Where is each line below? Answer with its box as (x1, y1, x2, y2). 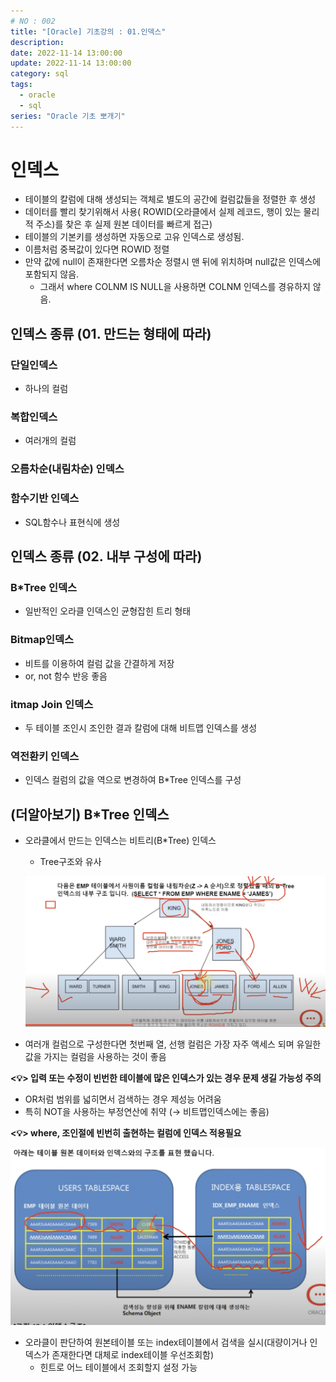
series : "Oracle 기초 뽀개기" (10, 111, 126, 121)
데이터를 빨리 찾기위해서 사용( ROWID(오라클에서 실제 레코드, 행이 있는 (24, 206, 302, 218)
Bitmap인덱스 (10, 633, 75, 647)
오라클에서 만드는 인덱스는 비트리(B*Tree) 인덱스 (24, 835, 217, 847)
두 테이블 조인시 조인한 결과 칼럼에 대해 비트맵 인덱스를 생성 (24, 721, 258, 734)
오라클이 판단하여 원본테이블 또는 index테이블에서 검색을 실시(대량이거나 (24, 1336, 308, 1348)
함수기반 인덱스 (10, 491, 80, 505)
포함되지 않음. (24, 268, 80, 280)
